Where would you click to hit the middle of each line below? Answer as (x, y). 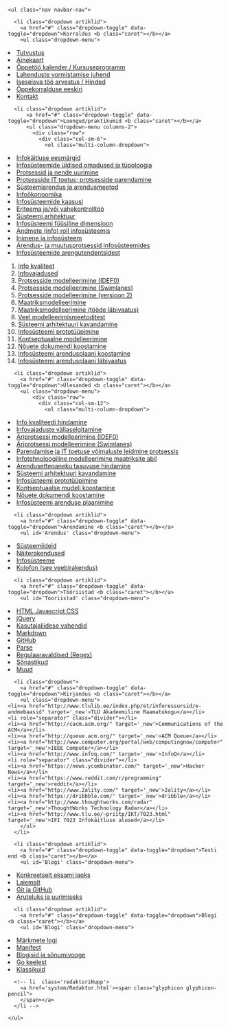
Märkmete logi (37, 940)
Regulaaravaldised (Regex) (55, 655)
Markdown (32, 633)
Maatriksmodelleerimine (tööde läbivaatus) (78, 310)
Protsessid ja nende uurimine (58, 172)
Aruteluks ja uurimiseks (50, 897)
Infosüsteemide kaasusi (50, 202)
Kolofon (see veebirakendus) (57, 568)
